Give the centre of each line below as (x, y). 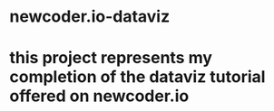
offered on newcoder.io (99, 96)
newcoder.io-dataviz (90, 17)
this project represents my (111, 58)
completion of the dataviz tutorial (137, 77)
